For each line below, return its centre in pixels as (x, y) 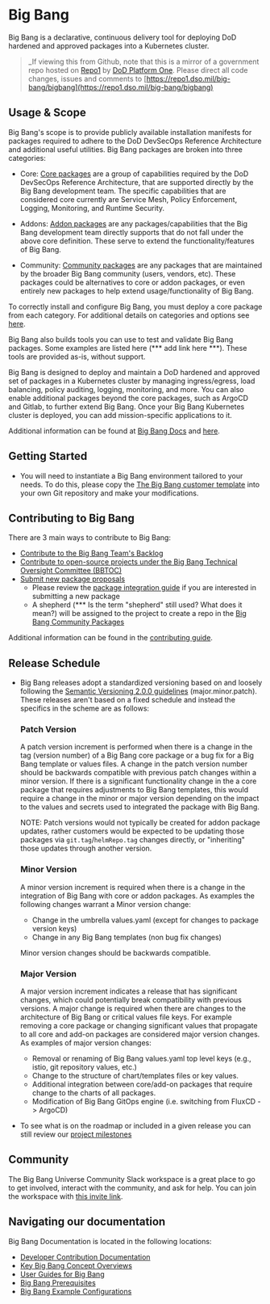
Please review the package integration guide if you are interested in (144, 588)
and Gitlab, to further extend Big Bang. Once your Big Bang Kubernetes (127, 407)
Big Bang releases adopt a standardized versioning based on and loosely (141, 683)
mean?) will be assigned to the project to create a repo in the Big (139, 614)
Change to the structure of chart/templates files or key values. (135, 1076)
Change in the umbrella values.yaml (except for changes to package (145, 920)
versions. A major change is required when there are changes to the (133, 1009)
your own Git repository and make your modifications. (109, 493)
